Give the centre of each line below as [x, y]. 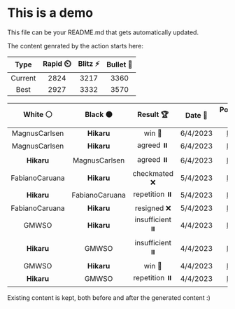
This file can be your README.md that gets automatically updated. [103, 32]
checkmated [153, 173]
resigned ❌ [153, 208]
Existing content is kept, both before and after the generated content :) [109, 297]
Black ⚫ [99, 114]
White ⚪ [38, 114]
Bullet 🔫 [119, 64]
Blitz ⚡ [89, 63]
